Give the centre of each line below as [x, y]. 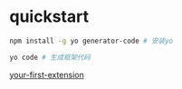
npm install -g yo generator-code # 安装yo [91, 41]
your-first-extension [47, 74]
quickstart [49, 17]
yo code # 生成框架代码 [50, 57]
